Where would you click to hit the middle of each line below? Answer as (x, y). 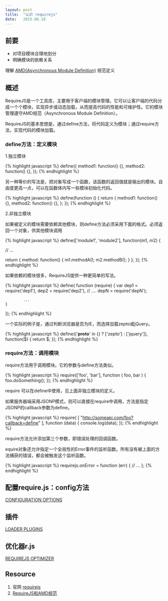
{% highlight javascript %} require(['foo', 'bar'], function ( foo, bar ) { (76, 375)
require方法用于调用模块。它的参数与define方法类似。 (61, 365)
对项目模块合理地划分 (34, 53)
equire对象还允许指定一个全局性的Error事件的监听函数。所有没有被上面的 (80, 449)
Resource (20, 574)
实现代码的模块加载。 (36, 130)
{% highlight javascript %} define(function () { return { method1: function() (81, 198)
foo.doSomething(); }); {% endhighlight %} (49, 380)
